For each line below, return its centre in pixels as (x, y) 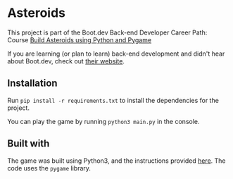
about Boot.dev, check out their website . (66, 61)
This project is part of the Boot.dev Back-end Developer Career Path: (107, 32)
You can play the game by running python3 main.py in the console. (103, 121)
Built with (29, 143)
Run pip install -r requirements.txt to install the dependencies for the (113, 100)
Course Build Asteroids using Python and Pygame (80, 39)
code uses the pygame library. (49, 168)
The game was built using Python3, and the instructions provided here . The (116, 161)
